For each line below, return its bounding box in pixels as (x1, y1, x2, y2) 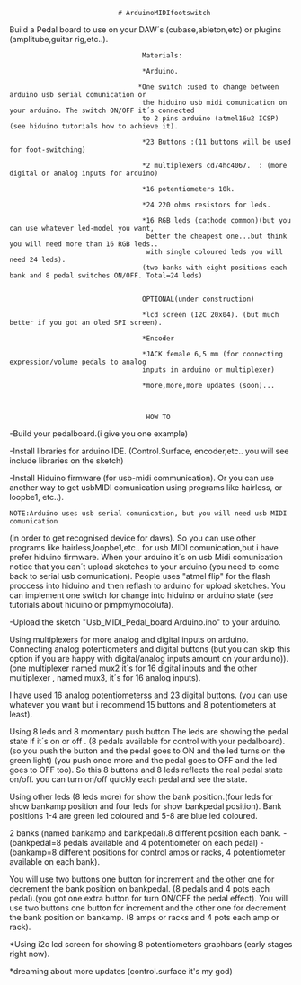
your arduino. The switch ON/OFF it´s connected (9, 106, 195, 115)
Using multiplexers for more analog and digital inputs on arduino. (9, 634, 249, 645)
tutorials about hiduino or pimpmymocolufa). (9, 600, 174, 610)
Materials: (142, 51, 182, 60)
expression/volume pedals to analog (9, 357, 146, 366)
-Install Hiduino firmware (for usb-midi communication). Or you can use (9, 472, 274, 483)
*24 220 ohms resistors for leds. (142, 200, 271, 209)
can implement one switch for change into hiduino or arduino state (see (9, 590, 274, 601)
